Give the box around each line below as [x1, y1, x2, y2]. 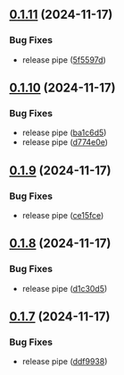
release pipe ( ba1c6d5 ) [21, 127, 107, 138]
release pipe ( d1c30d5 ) [21, 283, 108, 294]
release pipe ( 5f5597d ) [21, 54, 107, 65]
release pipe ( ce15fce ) [21, 210, 104, 221]
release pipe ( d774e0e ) [21, 137, 109, 148]
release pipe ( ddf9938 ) [21, 356, 108, 367]
